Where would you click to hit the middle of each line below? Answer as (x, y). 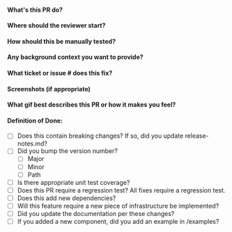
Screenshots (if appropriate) (49, 89)
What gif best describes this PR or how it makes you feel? (92, 105)
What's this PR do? (35, 10)
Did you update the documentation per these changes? (96, 213)
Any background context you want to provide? (75, 57)
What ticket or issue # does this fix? (60, 73)
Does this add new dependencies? (66, 198)
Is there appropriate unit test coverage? (73, 182)
